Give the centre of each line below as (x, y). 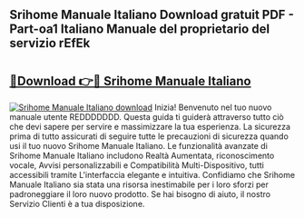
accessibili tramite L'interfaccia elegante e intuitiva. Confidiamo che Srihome (152, 175)
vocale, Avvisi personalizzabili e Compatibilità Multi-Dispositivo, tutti (137, 165)
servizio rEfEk (50, 43)
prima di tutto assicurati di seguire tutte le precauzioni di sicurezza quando (149, 136)
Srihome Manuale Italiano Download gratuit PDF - (152, 15)
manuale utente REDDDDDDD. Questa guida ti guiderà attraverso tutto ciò (147, 117)
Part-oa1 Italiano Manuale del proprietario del (140, 30)
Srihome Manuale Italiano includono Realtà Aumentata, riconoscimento (142, 155)
